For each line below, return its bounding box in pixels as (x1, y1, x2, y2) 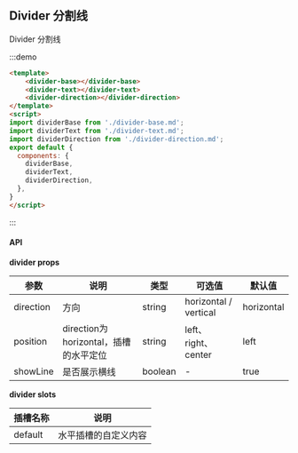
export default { (9, 143, 74, 152)
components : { (17, 151, 69, 160)
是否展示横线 (62, 365, 117, 377)
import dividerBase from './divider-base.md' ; (9, 118, 184, 127)
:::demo (9, 52, 37, 62)
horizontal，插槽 (62, 336, 131, 348)
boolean (141, 365, 176, 377)
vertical (184, 306, 216, 318)
